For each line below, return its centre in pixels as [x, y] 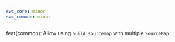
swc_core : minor [26, 11]
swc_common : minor [28, 17]
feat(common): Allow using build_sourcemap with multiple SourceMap [88, 33]
